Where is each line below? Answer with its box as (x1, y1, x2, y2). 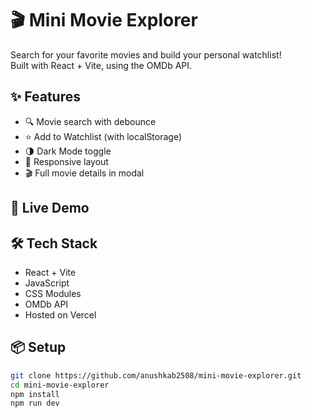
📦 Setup (10, 339, 67, 356)
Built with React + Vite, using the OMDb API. (10, 59, 193, 71)
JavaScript (24, 277, 70, 289)
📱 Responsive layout (24, 155, 109, 167)
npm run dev (10, 398, 60, 409)
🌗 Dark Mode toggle (24, 145, 112, 157)
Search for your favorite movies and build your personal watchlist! (10, 48, 282, 61)
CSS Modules (24, 287, 82, 299)
